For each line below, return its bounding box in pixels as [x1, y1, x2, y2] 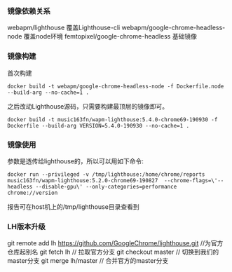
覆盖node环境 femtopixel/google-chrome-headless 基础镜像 [23, 32, 198, 41]
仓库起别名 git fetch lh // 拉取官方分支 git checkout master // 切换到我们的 [7, 247, 219, 257]
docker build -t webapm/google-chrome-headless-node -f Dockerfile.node [7, 83, 224, 90]
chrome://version [7, 189, 58, 196]
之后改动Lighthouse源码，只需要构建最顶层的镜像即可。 [7, 102, 169, 110]
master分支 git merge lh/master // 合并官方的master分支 [7, 257, 169, 265]
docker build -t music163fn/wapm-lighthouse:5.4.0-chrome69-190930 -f [7, 116, 218, 123]
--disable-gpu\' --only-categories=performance [35, 183, 177, 190]
